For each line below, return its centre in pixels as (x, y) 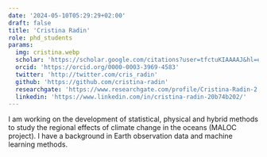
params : (21, 45)
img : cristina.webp (48, 52)
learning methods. (38, 144)
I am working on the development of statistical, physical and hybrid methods (133, 119)
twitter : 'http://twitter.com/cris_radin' (87, 75)
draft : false (30, 23)
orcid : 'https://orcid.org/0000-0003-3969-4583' (97, 67)
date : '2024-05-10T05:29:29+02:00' (67, 15)
